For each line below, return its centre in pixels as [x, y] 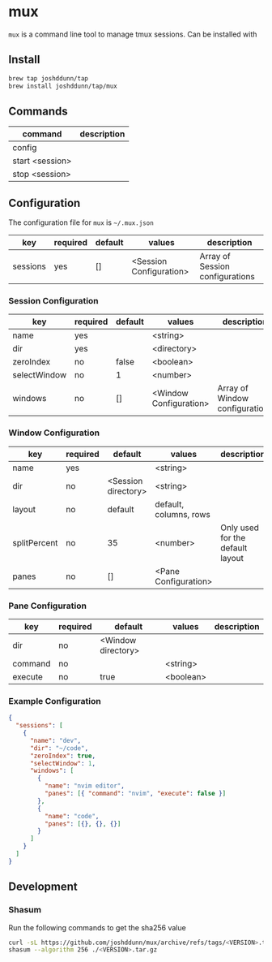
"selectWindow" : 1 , [62, 763]
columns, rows [183, 514]
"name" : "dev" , [55, 740]
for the [233, 537]
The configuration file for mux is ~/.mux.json [81, 222]
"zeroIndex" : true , [62, 756]
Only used [239, 528]
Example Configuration [55, 701]
